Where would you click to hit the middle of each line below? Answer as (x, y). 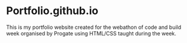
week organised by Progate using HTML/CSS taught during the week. (91, 33)
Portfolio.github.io (53, 11)
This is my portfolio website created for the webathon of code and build (94, 27)
